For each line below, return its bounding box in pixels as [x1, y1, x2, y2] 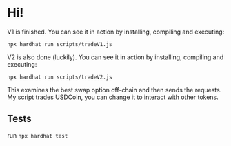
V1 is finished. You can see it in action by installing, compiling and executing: [7, 28, 225, 36]
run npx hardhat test [7, 131, 68, 139]
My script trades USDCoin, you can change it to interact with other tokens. [7, 93, 219, 101]
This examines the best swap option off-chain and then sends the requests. [7, 85, 222, 94]
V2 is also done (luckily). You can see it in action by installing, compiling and [7, 53, 224, 61]
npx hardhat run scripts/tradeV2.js [7, 74, 112, 81]
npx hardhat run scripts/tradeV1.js [7, 41, 112, 48]
